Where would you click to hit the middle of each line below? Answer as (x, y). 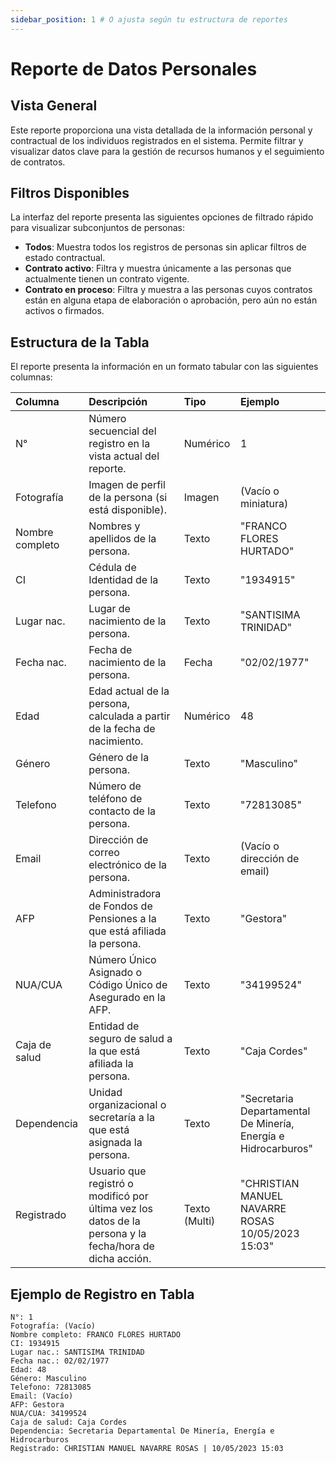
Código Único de (128, 985)
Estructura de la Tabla (80, 342)
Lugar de (109, 609)
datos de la (114, 1221)
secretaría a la (121, 1118)
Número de (115, 786)
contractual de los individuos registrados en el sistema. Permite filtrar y (157, 140)
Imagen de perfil (127, 485)
